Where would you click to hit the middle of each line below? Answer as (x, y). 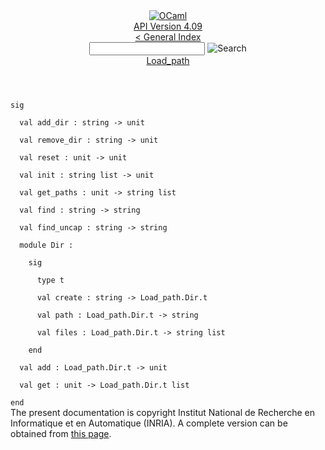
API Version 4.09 (168, 26)
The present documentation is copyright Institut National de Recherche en (162, 412)
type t (50, 280)
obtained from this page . (61, 433)
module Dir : (46, 245)
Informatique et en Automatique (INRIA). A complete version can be (149, 423)
